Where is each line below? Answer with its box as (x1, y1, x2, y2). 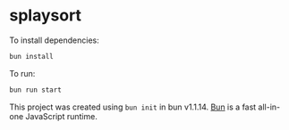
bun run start (9, 85, 63, 94)
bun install (9, 52, 54, 61)
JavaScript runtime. (25, 110, 98, 121)
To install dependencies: (9, 35, 100, 45)
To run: (9, 68, 36, 78)
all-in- (258, 102, 281, 112)
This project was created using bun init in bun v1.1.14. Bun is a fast (9, 102, 257, 112)
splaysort (9, 5, 82, 26)
